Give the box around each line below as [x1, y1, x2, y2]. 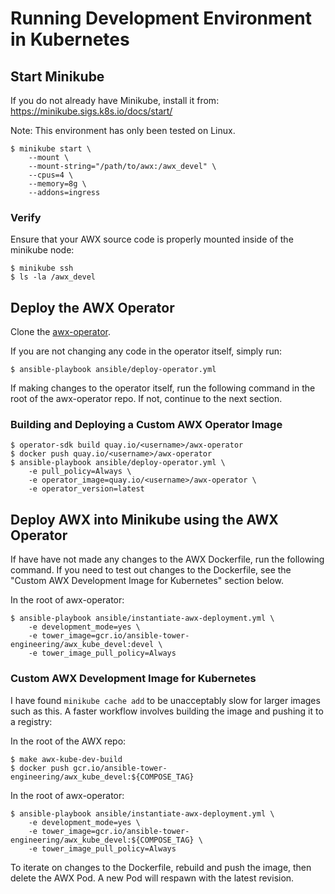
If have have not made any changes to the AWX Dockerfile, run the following [10, 553, 325, 566]
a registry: [10, 715, 53, 727]
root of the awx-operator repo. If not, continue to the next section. [10, 393, 283, 405]
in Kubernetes [10, 28, 130, 51]
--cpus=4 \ [28, 170, 74, 180]
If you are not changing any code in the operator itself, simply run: [10, 345, 282, 357]
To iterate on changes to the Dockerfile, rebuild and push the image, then [10, 861, 312, 873]
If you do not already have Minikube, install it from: [10, 95, 220, 106]
